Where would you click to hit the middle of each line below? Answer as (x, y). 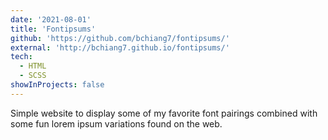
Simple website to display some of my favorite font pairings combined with (164, 113)
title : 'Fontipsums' (53, 29)
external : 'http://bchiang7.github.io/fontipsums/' (120, 47)
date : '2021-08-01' (51, 19)
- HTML (33, 66)
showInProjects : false (57, 85)
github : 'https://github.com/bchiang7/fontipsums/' (120, 38)
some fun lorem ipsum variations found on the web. (116, 123)
